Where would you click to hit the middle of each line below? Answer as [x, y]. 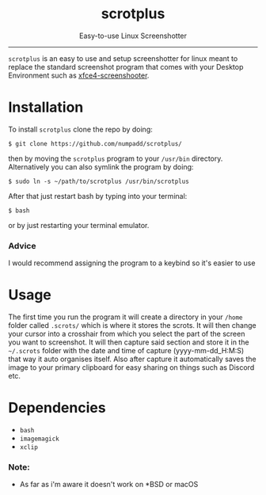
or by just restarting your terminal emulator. [79, 225]
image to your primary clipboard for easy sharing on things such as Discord [131, 367]
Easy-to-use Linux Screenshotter [133, 36]
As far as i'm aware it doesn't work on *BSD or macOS [109, 485]
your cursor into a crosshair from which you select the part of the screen [127, 334]
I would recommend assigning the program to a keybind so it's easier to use [132, 263]
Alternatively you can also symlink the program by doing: [101, 166]
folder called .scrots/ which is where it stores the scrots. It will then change [132, 326]
